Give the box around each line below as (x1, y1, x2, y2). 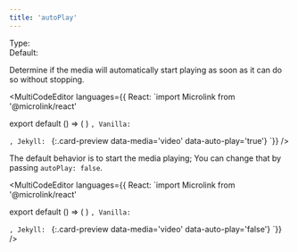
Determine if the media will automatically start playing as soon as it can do (9, 64, 283, 75)
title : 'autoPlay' (9, 13, 78, 22)
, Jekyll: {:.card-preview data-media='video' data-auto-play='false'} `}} (9, 223, 283, 234)
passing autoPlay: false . (9, 162, 103, 172)
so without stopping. (9, 73, 85, 85)
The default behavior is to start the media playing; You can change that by (9, 153, 282, 164)
